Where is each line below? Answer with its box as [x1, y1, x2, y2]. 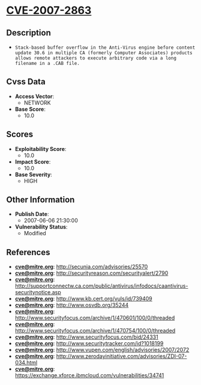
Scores [6, 129, 34, 140]
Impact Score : [14, 158, 51, 165]
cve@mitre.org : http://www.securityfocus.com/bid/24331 [14, 333, 158, 340]
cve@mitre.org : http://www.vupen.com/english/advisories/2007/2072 [14, 346, 190, 354]
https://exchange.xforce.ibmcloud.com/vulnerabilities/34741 [14, 372, 164, 379]
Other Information [6, 195, 75, 205]
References [6, 247, 50, 257]
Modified [23, 230, 46, 237]
